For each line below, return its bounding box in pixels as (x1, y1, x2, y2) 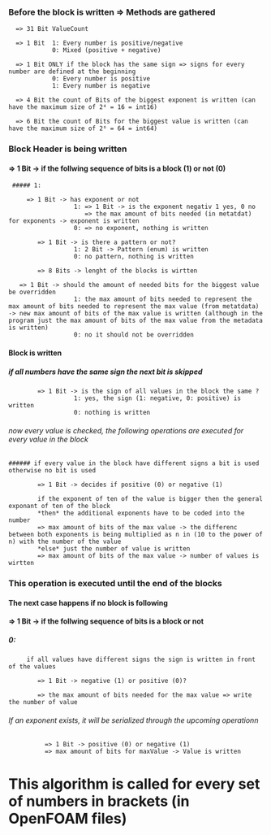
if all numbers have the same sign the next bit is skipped (8, 367, 203, 376)
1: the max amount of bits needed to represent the (73, 295, 252, 303)
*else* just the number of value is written (37, 545, 191, 553)
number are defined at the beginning (8, 67, 136, 76)
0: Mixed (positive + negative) (51, 46, 161, 54)
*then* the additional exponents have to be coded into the (37, 509, 245, 518)
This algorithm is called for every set (8, 775, 260, 793)
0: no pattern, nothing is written (73, 253, 195, 261)
